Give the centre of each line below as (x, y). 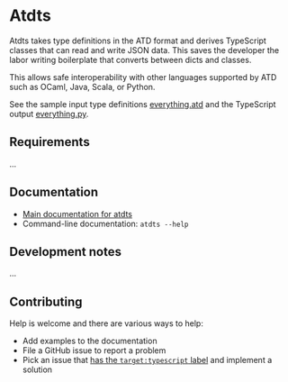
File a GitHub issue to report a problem (94, 350)
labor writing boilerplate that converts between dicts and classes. (130, 59)
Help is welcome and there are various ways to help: (107, 323)
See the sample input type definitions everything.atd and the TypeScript (143, 104)
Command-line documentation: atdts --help (105, 223)
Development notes (65, 252)
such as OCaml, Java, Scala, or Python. (82, 86)
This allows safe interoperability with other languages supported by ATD (143, 77)
